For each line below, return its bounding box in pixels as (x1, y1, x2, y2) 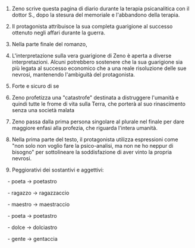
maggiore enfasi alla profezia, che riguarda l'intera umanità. (11, 125, 158, 131)
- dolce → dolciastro (7, 224, 58, 231)
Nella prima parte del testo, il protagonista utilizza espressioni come (11, 136, 178, 143)
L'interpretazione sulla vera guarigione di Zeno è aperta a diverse (11, 52, 172, 59)
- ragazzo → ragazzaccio (7, 189, 70, 196)
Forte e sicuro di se (11, 82, 59, 90)
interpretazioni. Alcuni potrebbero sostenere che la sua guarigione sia (11, 59, 183, 65)
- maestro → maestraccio (7, 201, 70, 208)
